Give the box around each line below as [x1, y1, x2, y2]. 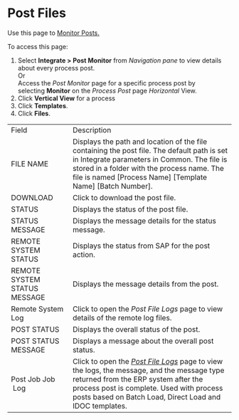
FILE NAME [11, 159, 48, 169]
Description [72, 125, 112, 135]
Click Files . [17, 109, 51, 117]
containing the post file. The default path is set [72, 145, 228, 155]
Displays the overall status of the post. [72, 324, 201, 334]
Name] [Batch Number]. [72, 181, 153, 191]
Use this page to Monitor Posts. [7, 28, 100, 37]
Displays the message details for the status [72, 216, 217, 226]
